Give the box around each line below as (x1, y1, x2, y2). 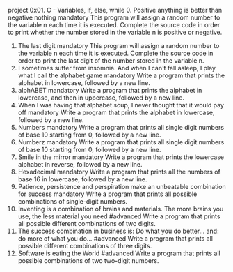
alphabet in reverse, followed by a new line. (17, 160, 143, 168)
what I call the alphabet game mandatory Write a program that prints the (17, 71, 225, 80)
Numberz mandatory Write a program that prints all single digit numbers (17, 138, 225, 146)
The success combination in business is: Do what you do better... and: (17, 227, 219, 235)
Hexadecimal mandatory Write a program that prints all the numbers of (17, 167, 221, 176)
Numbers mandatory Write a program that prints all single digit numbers (17, 123, 225, 131)
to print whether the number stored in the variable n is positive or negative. (8, 28, 223, 36)
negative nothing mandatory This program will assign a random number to (8, 13, 220, 22)
